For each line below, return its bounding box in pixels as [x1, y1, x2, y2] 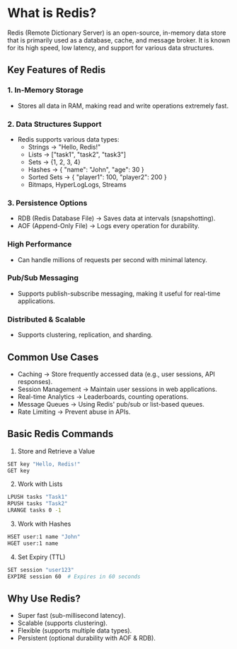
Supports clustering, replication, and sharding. [17, 331, 154, 339]
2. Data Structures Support [7, 119, 102, 129]
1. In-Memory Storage [7, 85, 83, 95]
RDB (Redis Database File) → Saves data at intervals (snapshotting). [17, 214, 216, 222]
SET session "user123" [7, 566, 74, 573]
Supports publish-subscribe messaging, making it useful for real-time [17, 289, 221, 298]
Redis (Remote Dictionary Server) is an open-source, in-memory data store [7, 28, 226, 37]
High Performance [7, 239, 72, 249]
